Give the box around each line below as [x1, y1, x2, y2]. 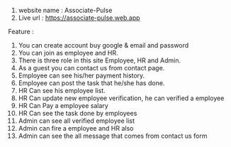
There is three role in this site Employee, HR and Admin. [18, 56, 181, 65]
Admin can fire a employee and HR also [18, 124, 134, 132]
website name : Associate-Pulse [18, 6, 113, 14]
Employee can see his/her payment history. [18, 71, 145, 80]
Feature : [8, 28, 34, 36]
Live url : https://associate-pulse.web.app [18, 13, 140, 22]
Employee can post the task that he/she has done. [18, 79, 165, 87]
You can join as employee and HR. [18, 49, 119, 57]
